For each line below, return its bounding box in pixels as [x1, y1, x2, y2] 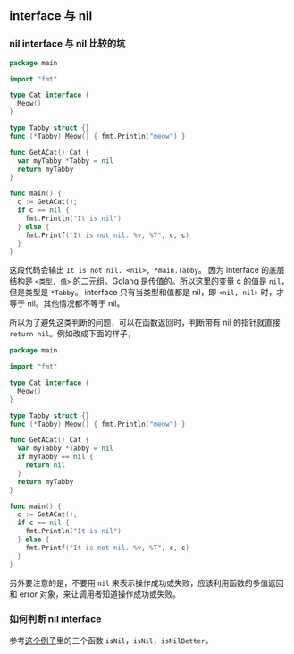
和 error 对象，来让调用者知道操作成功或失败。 [9, 589, 181, 599]
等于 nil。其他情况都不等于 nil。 [9, 298, 125, 309]
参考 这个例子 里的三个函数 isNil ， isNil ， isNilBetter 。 [9, 634, 214, 646]
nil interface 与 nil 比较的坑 [9, 38, 126, 50]
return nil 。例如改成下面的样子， [9, 328, 136, 339]
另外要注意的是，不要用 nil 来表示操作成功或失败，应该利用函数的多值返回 [9, 577, 284, 588]
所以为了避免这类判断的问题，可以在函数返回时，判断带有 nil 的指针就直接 [9, 317, 281, 328]
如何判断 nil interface [9, 613, 102, 625]
